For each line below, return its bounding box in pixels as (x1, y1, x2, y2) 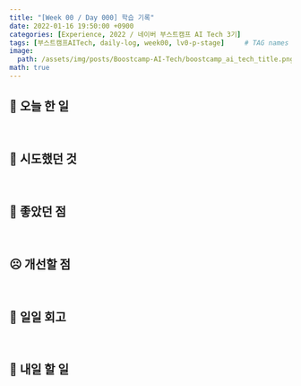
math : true (9, 64, 50, 73)
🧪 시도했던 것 (9, 152, 78, 167)
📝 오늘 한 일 (9, 99, 69, 114)
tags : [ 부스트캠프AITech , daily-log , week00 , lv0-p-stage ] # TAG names (9, 38, 289, 48)
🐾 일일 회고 (9, 309, 67, 324)
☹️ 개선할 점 (9, 257, 72, 272)
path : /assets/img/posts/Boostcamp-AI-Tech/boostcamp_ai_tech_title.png (17, 55, 295, 64)
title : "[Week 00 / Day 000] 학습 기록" (9, 13, 155, 22)
